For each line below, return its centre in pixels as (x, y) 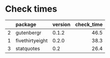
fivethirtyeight (32, 40)
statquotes (28, 48)
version (61, 24)
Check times (31, 9)
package (26, 24)
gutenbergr (28, 33)
